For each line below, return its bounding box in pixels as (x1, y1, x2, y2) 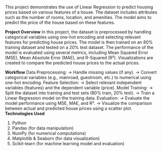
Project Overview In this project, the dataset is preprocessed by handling (5, 29, 151, 34)
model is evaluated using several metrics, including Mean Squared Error (5, 50, 148, 55)
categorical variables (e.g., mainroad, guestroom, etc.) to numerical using (5, 75, 151, 80)
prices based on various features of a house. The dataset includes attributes (5, 9, 158, 15)
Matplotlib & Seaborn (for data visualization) (12, 135, 100, 141)
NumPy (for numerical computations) (12, 131, 86, 136)
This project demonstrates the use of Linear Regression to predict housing (5, 4, 153, 10)
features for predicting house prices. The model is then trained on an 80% (5, 39, 153, 45)
